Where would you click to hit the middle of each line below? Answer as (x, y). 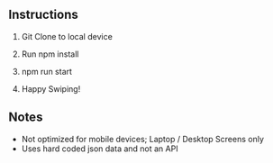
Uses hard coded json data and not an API (100, 149)
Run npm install (50, 54)
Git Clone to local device (67, 36)
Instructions (43, 15)
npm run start (47, 71)
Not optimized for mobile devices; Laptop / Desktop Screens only (143, 139)
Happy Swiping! (51, 88)
